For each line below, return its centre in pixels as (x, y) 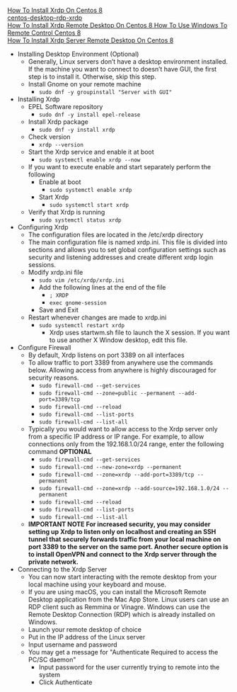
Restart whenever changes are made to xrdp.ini (97, 317)
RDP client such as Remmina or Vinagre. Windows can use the (119, 607)
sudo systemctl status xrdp (80, 220)
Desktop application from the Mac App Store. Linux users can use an (128, 599)
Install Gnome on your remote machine (85, 84)
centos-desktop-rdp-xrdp (45, 18)
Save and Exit (59, 310)
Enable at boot (60, 182)
